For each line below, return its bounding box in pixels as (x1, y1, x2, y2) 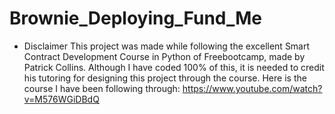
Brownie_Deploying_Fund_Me (9, 7, 263, 30)
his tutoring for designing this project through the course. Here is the (23, 72, 307, 84)
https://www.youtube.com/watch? (182, 82, 323, 94)
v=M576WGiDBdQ (23, 93, 100, 105)
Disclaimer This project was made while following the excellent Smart (23, 40, 311, 52)
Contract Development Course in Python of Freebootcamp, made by (23, 50, 306, 62)
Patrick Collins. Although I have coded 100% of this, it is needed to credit (23, 61, 325, 73)
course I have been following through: (23, 82, 181, 94)
